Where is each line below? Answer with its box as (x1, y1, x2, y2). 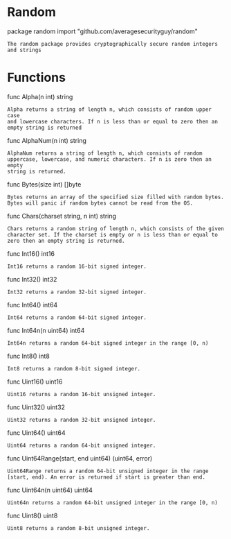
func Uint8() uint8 (7, 511, 58, 520)
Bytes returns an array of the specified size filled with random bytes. (7, 194, 225, 200)
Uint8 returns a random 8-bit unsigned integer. (7, 524, 150, 531)
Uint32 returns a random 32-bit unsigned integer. (7, 416, 156, 423)
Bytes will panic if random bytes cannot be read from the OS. (7, 199, 194, 207)
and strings (7, 46, 41, 53)
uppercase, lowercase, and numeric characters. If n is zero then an (7, 155, 212, 163)
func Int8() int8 (7, 352, 50, 360)
